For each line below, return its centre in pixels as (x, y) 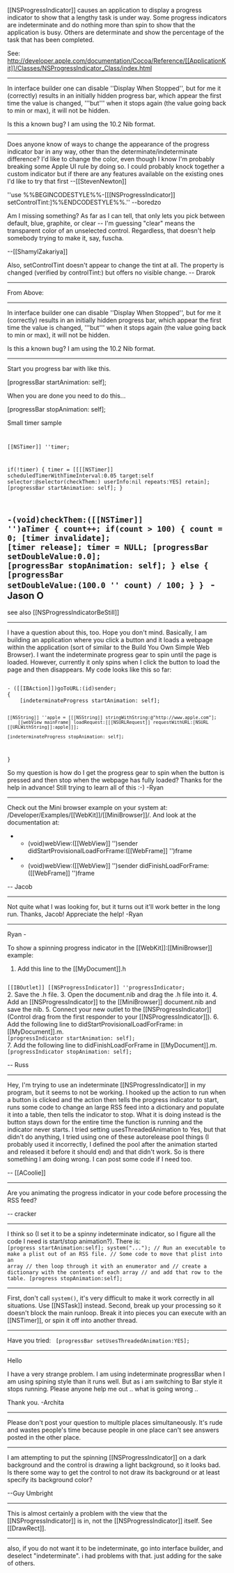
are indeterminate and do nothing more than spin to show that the (101, 25)
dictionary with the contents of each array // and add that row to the (115, 1273)
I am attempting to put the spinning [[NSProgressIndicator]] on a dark (107, 1458)
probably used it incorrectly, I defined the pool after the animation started (112, 1145)
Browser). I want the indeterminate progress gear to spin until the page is (112, 655)
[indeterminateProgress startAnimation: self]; (90, 701)
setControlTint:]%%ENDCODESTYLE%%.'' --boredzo (84, 202)
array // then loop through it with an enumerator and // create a (107, 1267)
